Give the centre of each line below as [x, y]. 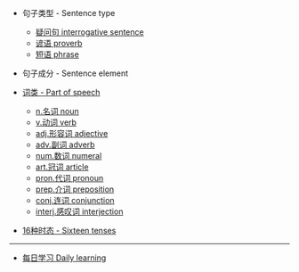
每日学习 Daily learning [64, 258]
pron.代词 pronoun [69, 178]
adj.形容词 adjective [72, 133]
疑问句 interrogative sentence [89, 32]
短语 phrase [57, 54]
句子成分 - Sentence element [75, 73]
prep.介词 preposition [75, 189]
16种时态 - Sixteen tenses [69, 231]
